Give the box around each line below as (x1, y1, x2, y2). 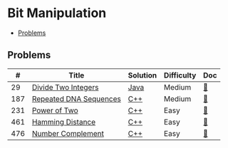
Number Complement (31, 128, 105, 138)
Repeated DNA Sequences (31, 94, 121, 104)
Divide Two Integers (31, 82, 99, 92)
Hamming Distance (31, 117, 96, 127)
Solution (128, 70, 157, 80)
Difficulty (163, 70, 197, 80)
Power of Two (31, 105, 78, 115)
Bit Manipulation (7, 5, 107, 21)
